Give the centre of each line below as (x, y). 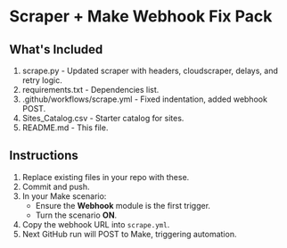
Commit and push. (56, 186)
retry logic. (42, 80)
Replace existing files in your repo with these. (106, 177)
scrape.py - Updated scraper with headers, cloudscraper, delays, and (150, 70)
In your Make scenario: (64, 196)
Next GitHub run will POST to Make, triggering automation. (129, 234)
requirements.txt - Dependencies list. (90, 90)
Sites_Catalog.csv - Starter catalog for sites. (103, 118)
